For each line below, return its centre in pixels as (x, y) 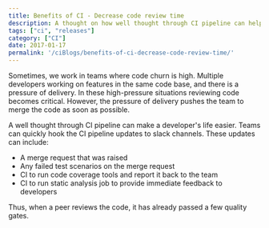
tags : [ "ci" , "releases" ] (51, 30)
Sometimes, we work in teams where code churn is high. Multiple (116, 76)
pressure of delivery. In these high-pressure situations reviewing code (124, 92)
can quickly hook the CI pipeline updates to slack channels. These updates (132, 134)
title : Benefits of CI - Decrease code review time (96, 16)
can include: (29, 142)
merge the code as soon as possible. (69, 110)
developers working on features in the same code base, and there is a (123, 84)
